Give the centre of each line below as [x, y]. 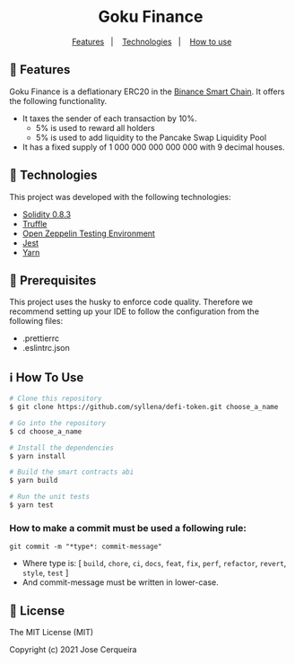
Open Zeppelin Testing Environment [88, 233]
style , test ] [45, 573]
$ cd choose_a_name [46, 432]
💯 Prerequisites [53, 280]
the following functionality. [58, 100]
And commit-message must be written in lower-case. [121, 582]
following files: [36, 321]
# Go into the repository [57, 423]
